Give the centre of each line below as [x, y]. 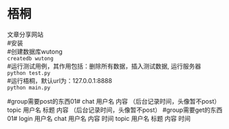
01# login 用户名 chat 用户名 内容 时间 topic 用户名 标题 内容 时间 [99, 118]
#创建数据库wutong [35, 51]
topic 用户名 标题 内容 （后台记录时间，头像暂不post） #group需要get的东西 [115, 110]
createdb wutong [30, 58]
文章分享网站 [25, 34]
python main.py [29, 87]
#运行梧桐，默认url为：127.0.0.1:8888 [59, 80]
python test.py [29, 73]
